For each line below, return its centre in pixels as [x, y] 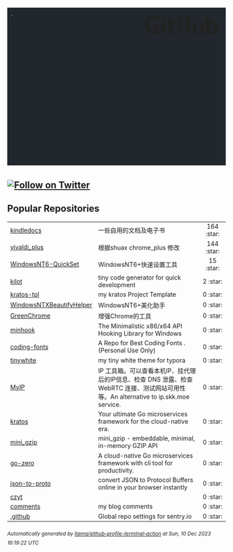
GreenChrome [30, 316]
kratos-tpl [25, 295]
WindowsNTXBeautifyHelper [51, 305]
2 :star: [213, 281]
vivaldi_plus [27, 248]
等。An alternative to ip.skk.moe [144, 397]
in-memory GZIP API [128, 446]
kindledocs [26, 230]
